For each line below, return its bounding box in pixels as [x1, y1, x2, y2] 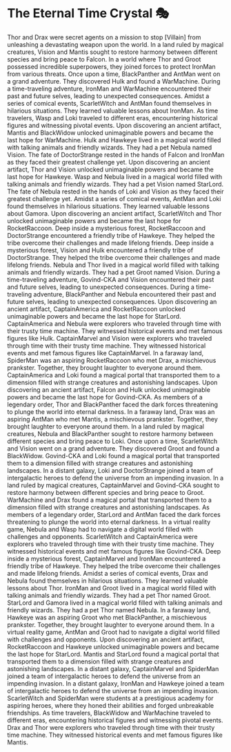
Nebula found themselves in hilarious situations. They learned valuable [7, 576, 208, 585]
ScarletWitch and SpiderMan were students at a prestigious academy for [7, 694, 214, 702]
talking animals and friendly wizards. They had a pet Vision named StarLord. [7, 180, 224, 188]
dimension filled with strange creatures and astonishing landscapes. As [7, 502, 210, 511]
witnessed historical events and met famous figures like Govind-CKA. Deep [7, 547, 221, 555]
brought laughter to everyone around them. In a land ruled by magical [7, 422, 205, 431]
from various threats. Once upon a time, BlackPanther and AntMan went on [7, 70, 221, 78]
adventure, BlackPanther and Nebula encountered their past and [33, 290, 217, 298]
